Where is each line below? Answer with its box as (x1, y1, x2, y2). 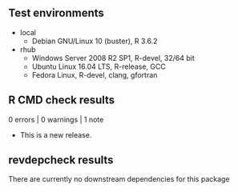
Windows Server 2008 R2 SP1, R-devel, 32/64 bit (31, 53, 195, 62)
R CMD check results (8, 94, 115, 107)
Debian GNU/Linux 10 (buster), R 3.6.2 (31, 36, 158, 46)
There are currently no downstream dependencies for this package (8, 174, 230, 184)
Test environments (8, 6, 104, 20)
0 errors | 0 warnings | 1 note (8, 114, 104, 124)
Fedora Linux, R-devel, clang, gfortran (31, 70, 158, 79)
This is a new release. (19, 130, 92, 139)
